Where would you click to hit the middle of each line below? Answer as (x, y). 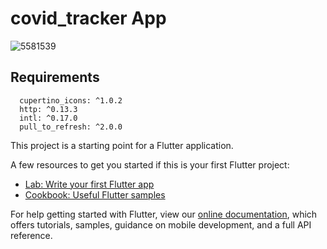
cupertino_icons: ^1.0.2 (71, 100)
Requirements (55, 77)
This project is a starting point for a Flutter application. (122, 145)
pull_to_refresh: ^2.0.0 (71, 127)
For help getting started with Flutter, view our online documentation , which (164, 214)
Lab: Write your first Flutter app (89, 184)
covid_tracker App (88, 18)
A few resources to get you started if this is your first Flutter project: (150, 164)
